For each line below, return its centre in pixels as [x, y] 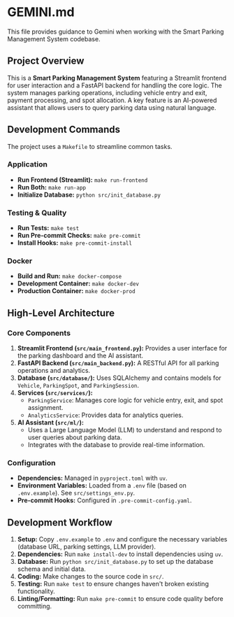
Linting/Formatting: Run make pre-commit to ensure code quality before [120, 599]
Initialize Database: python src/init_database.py [89, 194]
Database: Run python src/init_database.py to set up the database [115, 562]
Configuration [31, 463]
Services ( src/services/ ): [55, 393]
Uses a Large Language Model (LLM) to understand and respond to [125, 430]
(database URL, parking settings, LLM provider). [86, 547]
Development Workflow [60, 522]
